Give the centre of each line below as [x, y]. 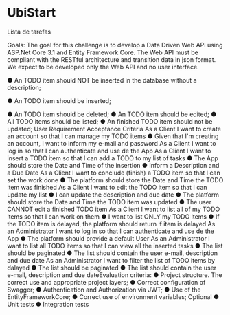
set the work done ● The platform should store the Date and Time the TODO [115, 180]
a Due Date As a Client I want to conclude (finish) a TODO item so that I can [114, 173]
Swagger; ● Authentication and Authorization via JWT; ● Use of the [104, 290]
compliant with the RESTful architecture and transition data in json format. [112, 59]
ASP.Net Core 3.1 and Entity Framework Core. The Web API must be [103, 52]
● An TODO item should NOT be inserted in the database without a [102, 80]
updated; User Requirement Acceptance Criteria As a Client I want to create [114, 129]
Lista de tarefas [29, 32]
